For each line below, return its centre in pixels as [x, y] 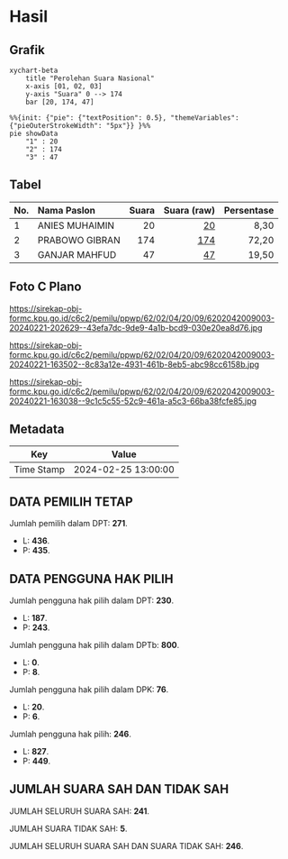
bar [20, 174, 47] [60, 102]
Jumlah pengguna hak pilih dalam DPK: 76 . [89, 690]
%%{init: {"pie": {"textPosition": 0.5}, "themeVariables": [125, 118]
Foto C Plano [45, 287]
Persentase [249, 210]
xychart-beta [34, 70]
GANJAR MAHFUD [77, 254]
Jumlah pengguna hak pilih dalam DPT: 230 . [91, 600]
